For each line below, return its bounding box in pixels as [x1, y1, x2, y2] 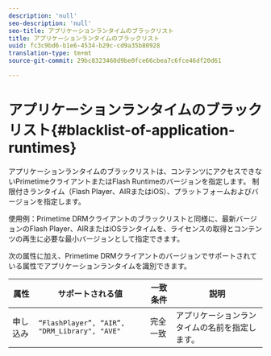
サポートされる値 [57, 288, 123, 299]
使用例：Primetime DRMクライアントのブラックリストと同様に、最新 [8, 213, 236, 223]
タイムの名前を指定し [176, 321, 256, 333]
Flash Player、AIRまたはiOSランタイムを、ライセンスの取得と [29, 223, 235, 234]
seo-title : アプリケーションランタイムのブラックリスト [8, 27, 174, 35]
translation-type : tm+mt [8, 49, 92, 57]
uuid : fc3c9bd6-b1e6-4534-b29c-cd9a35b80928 [8, 42, 161, 50]
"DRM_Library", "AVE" [38, 326, 121, 335]
